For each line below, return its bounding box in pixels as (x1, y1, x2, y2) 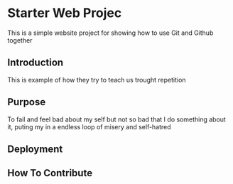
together (7, 36, 33, 44)
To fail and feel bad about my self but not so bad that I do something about (7, 115, 226, 124)
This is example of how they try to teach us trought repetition (7, 75, 186, 84)
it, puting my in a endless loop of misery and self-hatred (7, 122, 172, 131)
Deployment (7, 143, 63, 155)
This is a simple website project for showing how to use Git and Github (7, 28, 214, 37)
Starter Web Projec (7, 5, 122, 21)
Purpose (7, 96, 46, 108)
